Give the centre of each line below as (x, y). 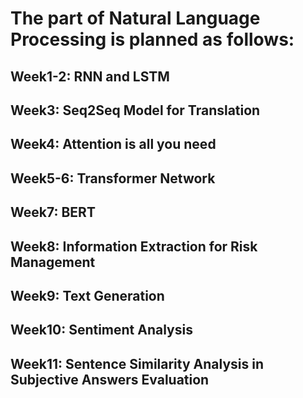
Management (53, 262)
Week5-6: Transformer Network (113, 178)
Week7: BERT (53, 212)
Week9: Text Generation (87, 295)
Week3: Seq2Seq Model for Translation (135, 110)
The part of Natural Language (135, 18)
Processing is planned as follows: (152, 39)
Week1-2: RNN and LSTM (90, 76)
